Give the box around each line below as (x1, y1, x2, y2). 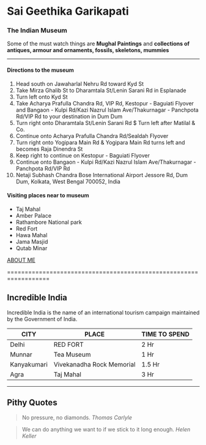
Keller (21, 432, 37, 439)
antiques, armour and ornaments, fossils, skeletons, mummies (7, 47, 169, 54)
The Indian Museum (7, 26, 68, 35)
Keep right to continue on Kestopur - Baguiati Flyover (15, 151, 150, 159)
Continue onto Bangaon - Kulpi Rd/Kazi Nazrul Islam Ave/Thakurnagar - (15, 158, 196, 165)
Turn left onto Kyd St (15, 93, 68, 101)
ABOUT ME (7, 256, 35, 264)
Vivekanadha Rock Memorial (53, 360, 136, 368)
